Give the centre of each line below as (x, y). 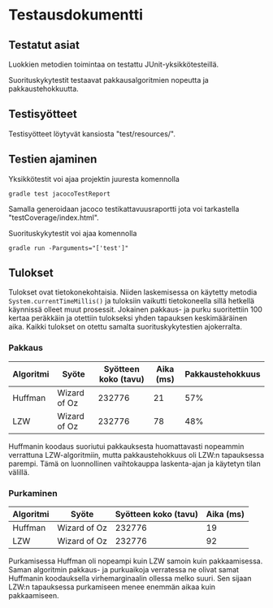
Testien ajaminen (53, 160)
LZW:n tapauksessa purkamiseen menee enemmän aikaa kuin (112, 587)
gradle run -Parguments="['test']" (69, 248)
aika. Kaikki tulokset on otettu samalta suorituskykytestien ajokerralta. (125, 327)
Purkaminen (33, 493)
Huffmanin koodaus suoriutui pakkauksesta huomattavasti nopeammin (126, 446)
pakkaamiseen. (34, 596)
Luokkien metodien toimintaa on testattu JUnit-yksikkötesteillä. (114, 64)
